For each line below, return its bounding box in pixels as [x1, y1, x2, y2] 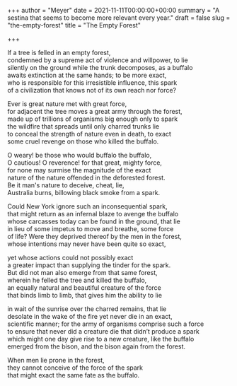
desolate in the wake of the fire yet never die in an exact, [7, 312, 173, 320]
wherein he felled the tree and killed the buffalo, [7, 276, 147, 284]
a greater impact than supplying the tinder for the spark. [7, 261, 171, 269]
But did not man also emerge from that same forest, [7, 269, 158, 276]
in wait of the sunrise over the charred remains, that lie [7, 305, 167, 313]
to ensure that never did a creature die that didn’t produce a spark [7, 327, 200, 335]
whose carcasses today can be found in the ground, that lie [7, 217, 180, 226]
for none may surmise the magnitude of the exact [7, 166, 151, 174]
